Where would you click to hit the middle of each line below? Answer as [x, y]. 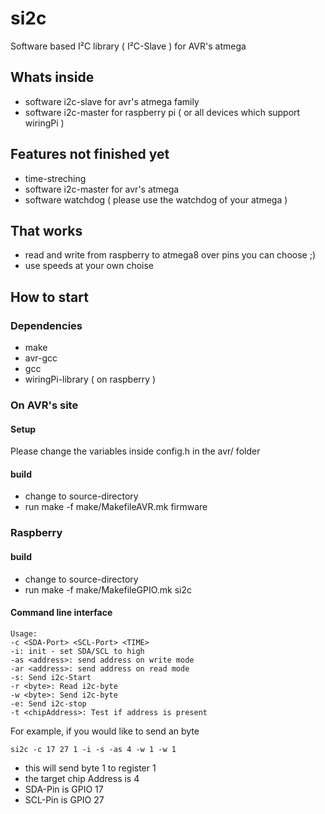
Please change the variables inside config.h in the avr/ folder [135, 451]
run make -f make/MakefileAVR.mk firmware [116, 507]
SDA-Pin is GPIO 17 [64, 789]
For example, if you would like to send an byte [105, 731]
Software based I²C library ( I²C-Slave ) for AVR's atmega [128, 46]
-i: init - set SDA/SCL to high [77, 651]
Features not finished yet [90, 154]
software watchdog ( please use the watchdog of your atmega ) [156, 199]
